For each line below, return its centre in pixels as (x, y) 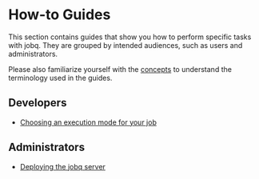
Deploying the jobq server (63, 166)
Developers (38, 103)
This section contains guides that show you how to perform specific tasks (130, 37)
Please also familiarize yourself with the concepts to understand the (120, 69)
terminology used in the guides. (60, 78)
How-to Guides (60, 15)
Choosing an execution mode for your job (88, 122)
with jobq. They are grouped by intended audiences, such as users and (126, 45)
